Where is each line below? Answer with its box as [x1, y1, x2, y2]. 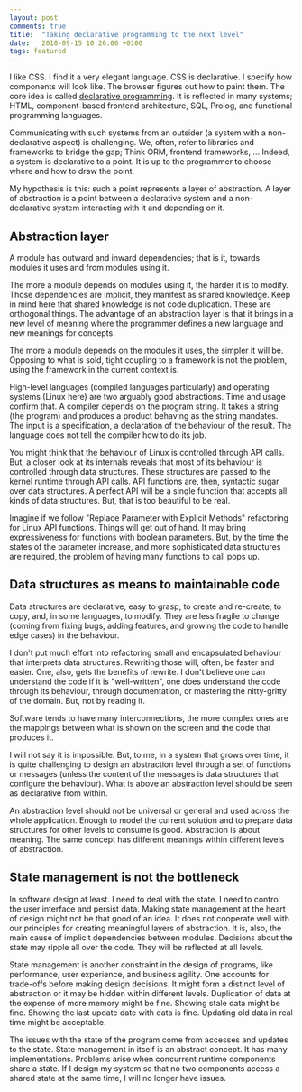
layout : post [9, 13, 59, 23]
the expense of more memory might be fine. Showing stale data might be [9, 997, 281, 1008]
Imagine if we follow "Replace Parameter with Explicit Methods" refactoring [9, 512, 289, 523]
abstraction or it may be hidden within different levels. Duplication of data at [9, 987, 291, 998]
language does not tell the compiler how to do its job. [9, 430, 207, 440]
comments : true [9, 22, 67, 31]
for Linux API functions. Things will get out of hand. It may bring [9, 522, 246, 532]
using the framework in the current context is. [9, 364, 179, 375]
